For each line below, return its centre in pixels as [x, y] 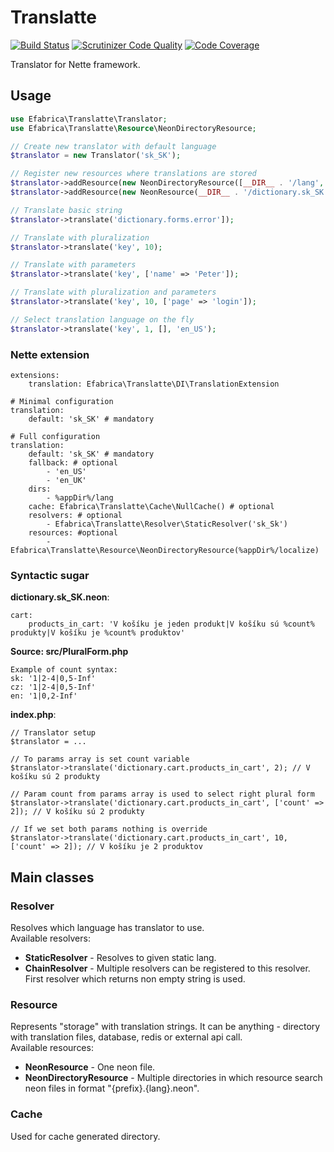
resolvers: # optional [75, 515]
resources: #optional [73, 532]
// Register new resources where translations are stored [133, 174]
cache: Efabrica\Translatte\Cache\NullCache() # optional [151, 506]
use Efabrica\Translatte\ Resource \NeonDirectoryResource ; [133, 128]
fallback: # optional [73, 462]
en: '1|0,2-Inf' [44, 696]
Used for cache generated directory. [85, 1136]
